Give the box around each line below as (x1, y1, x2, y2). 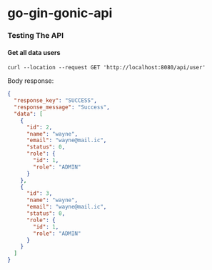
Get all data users (7, 48, 61, 56)
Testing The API (7, 31, 64, 41)
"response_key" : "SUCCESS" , (14, 97, 98, 104)
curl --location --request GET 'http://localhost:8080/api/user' (7, 64, 206, 71)
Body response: (7, 76, 54, 85)
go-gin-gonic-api (7, 5, 113, 21)
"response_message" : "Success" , (14, 104, 111, 111)
